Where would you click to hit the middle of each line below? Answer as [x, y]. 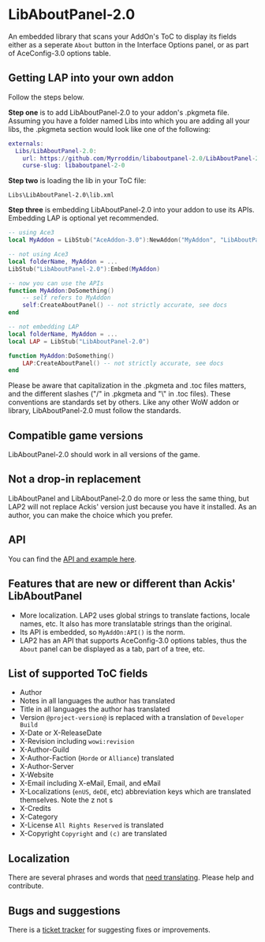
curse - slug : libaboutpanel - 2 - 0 [74, 166]
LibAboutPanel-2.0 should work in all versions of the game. [104, 455]
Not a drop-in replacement [75, 479]
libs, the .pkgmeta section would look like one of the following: [110, 129]
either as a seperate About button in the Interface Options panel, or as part [129, 44]
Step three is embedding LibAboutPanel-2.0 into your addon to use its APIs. [131, 210]
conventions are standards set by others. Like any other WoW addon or [124, 402]
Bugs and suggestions [64, 911]
